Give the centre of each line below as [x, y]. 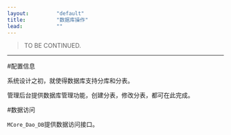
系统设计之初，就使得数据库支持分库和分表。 [70, 81]
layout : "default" [46, 13]
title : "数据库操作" [48, 20]
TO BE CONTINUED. [52, 46]
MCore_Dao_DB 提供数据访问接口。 [53, 125]
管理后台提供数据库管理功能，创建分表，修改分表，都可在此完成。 [100, 95]
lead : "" [35, 26]
